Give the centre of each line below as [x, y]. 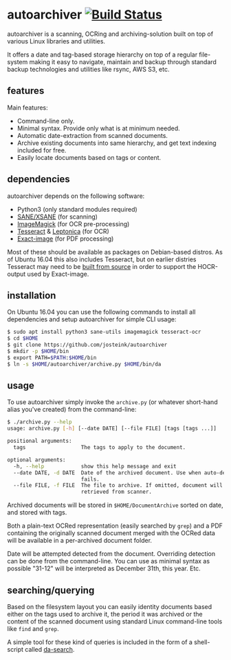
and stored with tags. [37, 512]
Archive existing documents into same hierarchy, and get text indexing [117, 143]
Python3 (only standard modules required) [77, 209]
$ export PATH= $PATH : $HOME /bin [52, 358]
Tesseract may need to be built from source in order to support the [102, 266]
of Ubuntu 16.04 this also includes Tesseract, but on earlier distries [102, 259]
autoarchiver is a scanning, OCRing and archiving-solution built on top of [110, 34]
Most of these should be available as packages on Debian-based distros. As [115, 252]
